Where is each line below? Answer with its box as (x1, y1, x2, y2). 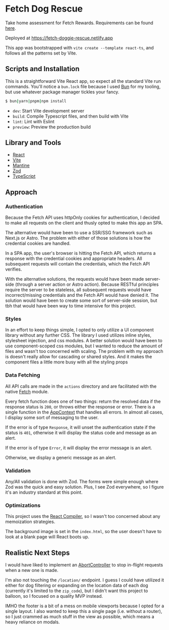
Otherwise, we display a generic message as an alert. (5, 454, 117, 460)
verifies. (5, 266, 22, 273)
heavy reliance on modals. (5, 619, 60, 625)
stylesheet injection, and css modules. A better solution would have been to (5, 338, 162, 344)
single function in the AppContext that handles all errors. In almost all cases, (5, 409, 164, 415)
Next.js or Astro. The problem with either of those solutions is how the (5, 235, 151, 241)
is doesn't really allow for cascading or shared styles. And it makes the (5, 354, 152, 360)
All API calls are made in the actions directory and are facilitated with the (5, 383, 157, 389)
